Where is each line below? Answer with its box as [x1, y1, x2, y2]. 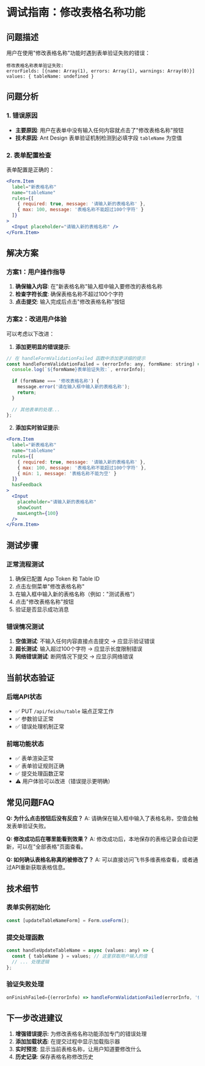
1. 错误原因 [6, 111, 38, 120]
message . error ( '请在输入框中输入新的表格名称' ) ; [17, 384, 131, 390]
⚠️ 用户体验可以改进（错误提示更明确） [15, 778, 114, 785]
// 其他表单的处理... [12, 407, 60, 413]
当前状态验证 [6, 672, 55, 683]
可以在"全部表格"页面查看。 [16, 843, 87, 850]
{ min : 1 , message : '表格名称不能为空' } [17, 470, 117, 476]
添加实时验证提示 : [15, 424, 60, 432]
